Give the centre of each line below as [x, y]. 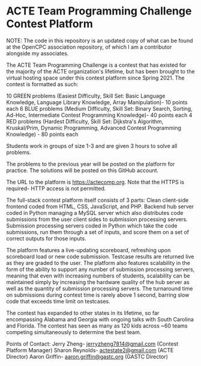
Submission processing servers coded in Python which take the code [92, 225]
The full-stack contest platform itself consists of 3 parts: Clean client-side [97, 200]
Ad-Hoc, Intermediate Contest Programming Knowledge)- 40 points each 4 [99, 115]
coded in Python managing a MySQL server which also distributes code [95, 212]
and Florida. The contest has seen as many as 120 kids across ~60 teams [97, 326]
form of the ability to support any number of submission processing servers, [100, 269]
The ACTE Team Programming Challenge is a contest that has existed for [96, 65]
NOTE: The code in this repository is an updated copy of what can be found [100, 40]
